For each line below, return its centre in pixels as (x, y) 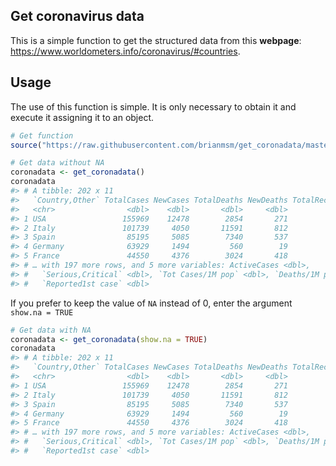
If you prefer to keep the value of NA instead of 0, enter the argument (151, 303)
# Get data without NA (57, 163)
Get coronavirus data (77, 16)
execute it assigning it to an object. (82, 117)
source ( (26, 145)
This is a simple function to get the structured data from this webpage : (156, 40)
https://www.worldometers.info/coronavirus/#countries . (125, 51)
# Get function (42, 135)
